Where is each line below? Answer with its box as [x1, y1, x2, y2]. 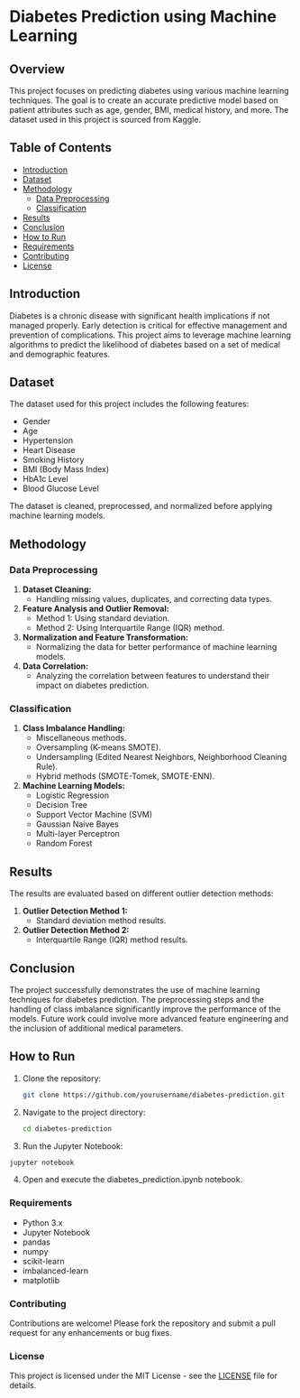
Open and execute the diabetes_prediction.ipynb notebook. [22, 1174, 243, 1185]
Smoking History [22, 454, 85, 466]
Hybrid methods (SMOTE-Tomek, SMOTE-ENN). [35, 771, 215, 782]
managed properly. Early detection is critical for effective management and [9, 319, 287, 330]
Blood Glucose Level [22, 483, 99, 494]
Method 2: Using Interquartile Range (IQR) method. [35, 623, 225, 634]
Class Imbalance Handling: [22, 723, 126, 734]
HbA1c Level [22, 474, 69, 485]
